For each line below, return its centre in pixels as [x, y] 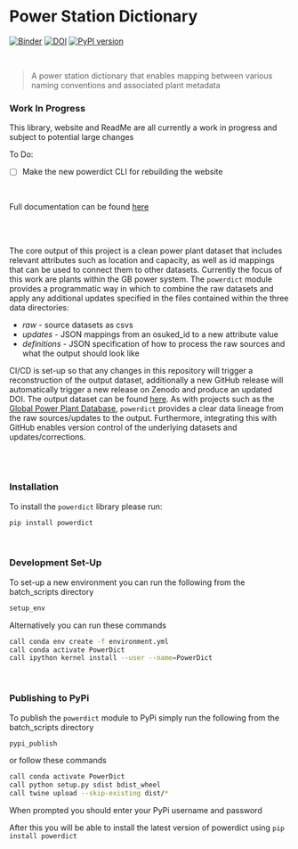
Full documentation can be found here [79, 207]
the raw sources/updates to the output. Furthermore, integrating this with [143, 418]
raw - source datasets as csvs [77, 325]
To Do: [21, 154]
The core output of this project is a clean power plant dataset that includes [146, 251]
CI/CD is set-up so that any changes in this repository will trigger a [131, 371]
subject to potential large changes [72, 137]
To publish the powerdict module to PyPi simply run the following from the [145, 717]
